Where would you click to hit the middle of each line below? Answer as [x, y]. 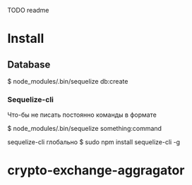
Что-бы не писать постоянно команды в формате [82, 115]
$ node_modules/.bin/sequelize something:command [85, 129]
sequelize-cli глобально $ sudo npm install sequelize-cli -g [94, 142]
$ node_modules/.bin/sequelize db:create [68, 81]
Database [29, 64]
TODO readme [28, 10]
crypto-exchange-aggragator [96, 171]
